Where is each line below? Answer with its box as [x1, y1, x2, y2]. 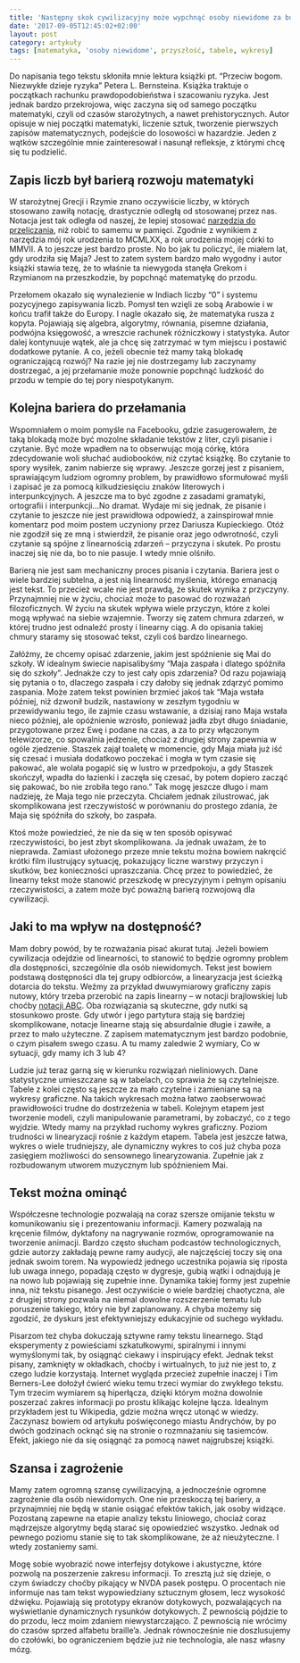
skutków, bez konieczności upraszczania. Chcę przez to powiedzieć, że [9, 865, 273, 876]
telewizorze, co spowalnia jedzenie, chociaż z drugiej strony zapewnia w [9, 734, 277, 744]
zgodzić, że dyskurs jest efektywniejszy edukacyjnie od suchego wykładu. [9, 1313, 284, 1324]
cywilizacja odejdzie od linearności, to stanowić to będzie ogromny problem [9, 952, 288, 963]
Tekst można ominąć [9, 1185, 128, 1201]
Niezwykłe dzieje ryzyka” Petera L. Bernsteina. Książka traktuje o [9, 80, 249, 91]
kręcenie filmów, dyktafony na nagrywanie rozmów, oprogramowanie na [9, 1228, 275, 1239]
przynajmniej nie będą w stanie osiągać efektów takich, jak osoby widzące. [9, 1503, 286, 1514]
